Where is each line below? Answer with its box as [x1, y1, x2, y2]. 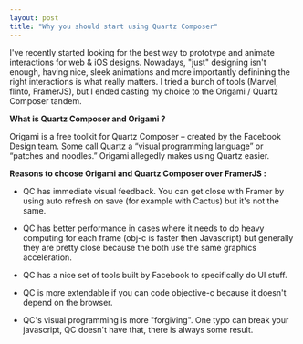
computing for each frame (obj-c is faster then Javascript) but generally [22, 232, 294, 243]
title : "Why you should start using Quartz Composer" [9, 22, 219, 31]
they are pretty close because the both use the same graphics [22, 242, 257, 253]
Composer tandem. [9, 95, 82, 106]
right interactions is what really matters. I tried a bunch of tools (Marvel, [9, 76, 278, 87]
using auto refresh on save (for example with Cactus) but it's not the [22, 195, 280, 206]
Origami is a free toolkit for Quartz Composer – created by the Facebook [9, 130, 281, 141]
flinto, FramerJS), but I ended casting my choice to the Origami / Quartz [9, 86, 278, 97]
